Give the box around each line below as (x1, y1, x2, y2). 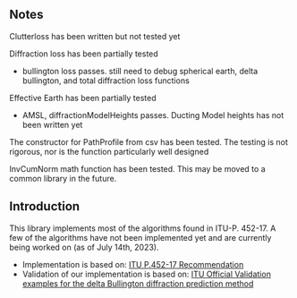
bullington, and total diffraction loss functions (21, 75, 190, 86)
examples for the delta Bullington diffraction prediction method (21, 277, 254, 289)
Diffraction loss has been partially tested (9, 48, 158, 59)
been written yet (21, 119, 83, 130)
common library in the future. (9, 173, 117, 183)
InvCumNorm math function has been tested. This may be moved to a (9, 163, 266, 174)
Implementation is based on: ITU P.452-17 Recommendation (21, 259, 244, 269)
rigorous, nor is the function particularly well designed (9, 146, 209, 157)
